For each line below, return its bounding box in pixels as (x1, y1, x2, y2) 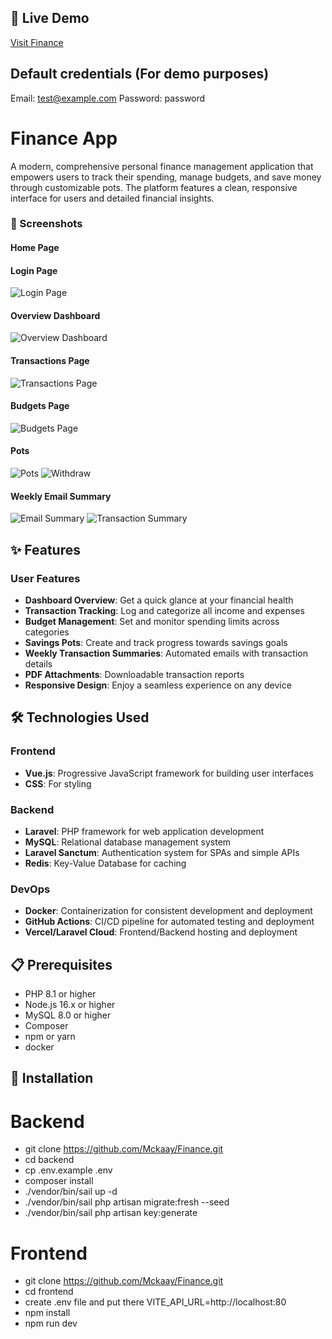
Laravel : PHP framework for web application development (24, 825, 265, 837)
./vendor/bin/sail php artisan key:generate (24, 1207, 198, 1219)
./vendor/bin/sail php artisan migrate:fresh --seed (24, 1196, 230, 1208)
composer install (24, 1175, 94, 1187)
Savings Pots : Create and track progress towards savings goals (24, 636, 288, 648)
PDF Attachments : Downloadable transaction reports (24, 668, 245, 680)
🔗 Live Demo (10, 10, 90, 27)
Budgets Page (10, 400, 70, 412)
